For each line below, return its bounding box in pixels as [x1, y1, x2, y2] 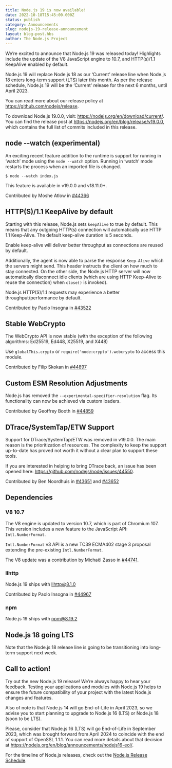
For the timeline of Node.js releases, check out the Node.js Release [5, 752, 148, 758]
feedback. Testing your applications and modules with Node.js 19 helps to [5, 684, 162, 690]
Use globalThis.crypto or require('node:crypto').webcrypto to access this [5, 348, 165, 355]
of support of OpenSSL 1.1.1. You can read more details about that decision [5, 736, 163, 742]
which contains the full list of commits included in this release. [5, 124, 137, 130]
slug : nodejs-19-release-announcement [5, 27, 88, 32]
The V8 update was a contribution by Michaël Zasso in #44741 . [5, 557, 139, 563]
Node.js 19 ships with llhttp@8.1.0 [5, 581, 76, 587]
